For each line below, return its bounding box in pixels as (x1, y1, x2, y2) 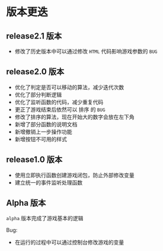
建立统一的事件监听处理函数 (14, 179, 83, 186)
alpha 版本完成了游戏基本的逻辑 (6, 215, 84, 222)
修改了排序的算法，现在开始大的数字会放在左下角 (14, 113, 135, 120)
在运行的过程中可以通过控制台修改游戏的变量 (14, 239, 124, 246)
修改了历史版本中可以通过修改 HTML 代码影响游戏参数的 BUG (14, 48, 158, 55)
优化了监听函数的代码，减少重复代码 (14, 99, 104, 106)
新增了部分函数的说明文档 (14, 120, 78, 128)
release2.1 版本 (6, 31, 62, 41)
